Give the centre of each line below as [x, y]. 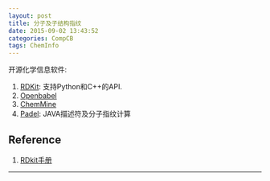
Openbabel [39, 96]
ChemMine [38, 105]
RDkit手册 [36, 160]
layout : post [30, 16]
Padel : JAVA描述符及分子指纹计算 [75, 114]
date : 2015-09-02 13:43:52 [53, 31]
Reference [35, 140]
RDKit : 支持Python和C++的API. [71, 87]
